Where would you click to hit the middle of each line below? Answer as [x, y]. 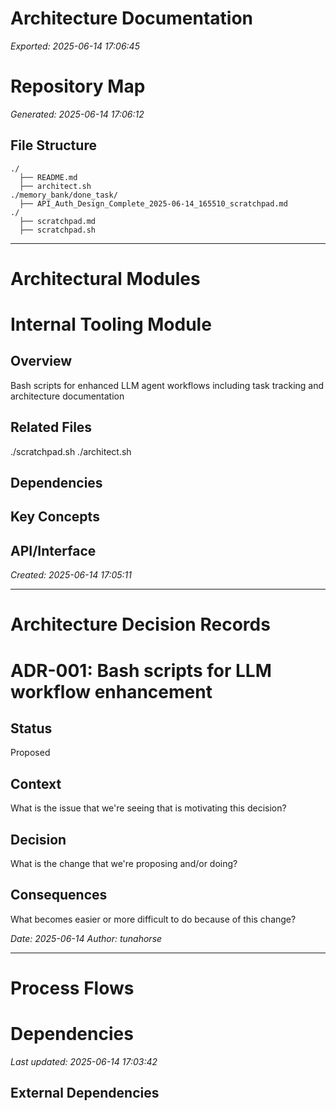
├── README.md [48, 177]
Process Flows [72, 988]
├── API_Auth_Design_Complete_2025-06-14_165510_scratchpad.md [153, 203]
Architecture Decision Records [140, 624]
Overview [41, 361]
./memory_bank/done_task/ [64, 195]
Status [31, 728]
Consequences [59, 895]
